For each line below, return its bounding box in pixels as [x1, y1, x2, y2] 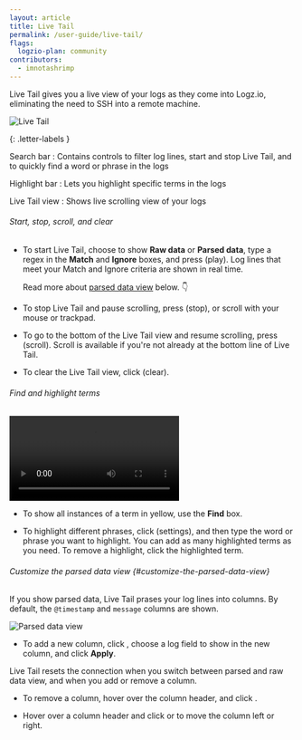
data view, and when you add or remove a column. [9, 676, 197, 687]
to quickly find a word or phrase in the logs [9, 160, 169, 171]
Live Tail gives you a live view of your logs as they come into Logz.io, [9, 88, 267, 100]
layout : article [9, 13, 71, 23]
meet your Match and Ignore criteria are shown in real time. [22, 264, 244, 274]
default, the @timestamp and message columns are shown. [9, 603, 219, 614]
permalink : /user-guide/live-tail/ [9, 30, 144, 39]
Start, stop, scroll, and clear [9, 216, 114, 227]
